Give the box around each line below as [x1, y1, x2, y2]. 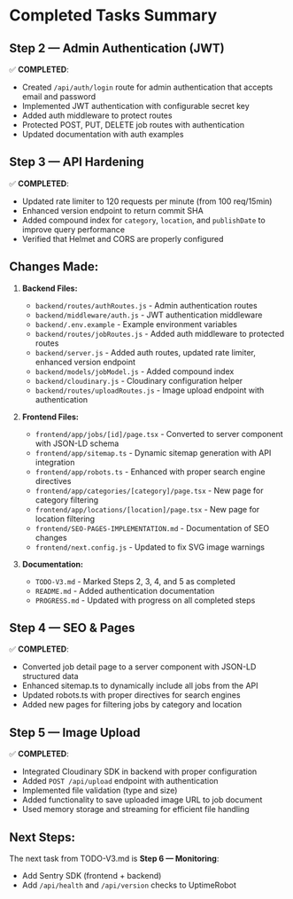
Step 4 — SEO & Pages [9, 621, 135, 636]
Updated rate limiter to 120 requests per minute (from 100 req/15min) [21, 196, 273, 207]
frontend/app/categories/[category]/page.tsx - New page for [35, 485, 264, 496]
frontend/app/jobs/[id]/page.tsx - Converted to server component [35, 428, 283, 439]
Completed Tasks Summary [9, 5, 218, 26]
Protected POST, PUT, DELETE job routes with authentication [21, 120, 245, 129]
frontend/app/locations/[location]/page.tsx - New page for [35, 504, 260, 514]
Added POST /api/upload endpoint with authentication [21, 776, 219, 786]
